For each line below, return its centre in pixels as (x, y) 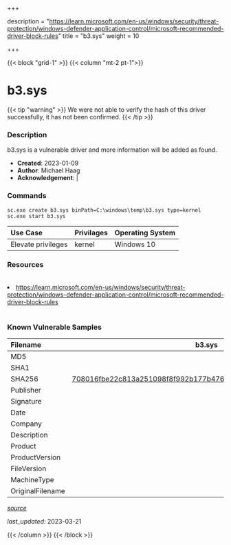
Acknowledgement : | (48, 178)
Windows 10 (135, 244)
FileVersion (29, 468)
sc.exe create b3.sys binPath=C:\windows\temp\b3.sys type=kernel (104, 210)
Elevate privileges (39, 244)
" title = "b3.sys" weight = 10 (99, 36)
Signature (26, 402)
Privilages (91, 232)
